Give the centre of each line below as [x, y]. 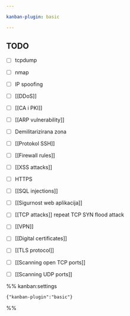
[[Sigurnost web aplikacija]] [48, 203]
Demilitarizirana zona [41, 132]
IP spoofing [29, 84]
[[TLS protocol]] [34, 250]
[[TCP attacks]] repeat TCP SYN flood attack [69, 215]
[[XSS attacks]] [33, 167]
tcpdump [26, 60]
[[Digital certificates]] [41, 238]
